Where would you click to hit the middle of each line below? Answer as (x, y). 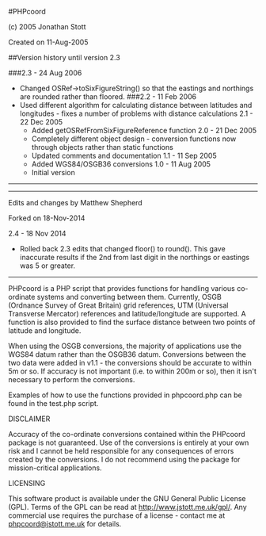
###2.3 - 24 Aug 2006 (45, 73)
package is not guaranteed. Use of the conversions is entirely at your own (129, 442)
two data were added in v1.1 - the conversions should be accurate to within (130, 363)
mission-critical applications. (55, 468)
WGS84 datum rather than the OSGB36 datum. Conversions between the (127, 354)
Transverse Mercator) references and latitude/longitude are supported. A (127, 314)
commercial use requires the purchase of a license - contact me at (117, 515)
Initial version (53, 172)
